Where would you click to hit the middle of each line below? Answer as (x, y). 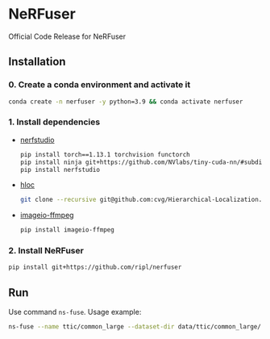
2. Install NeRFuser (46, 251)
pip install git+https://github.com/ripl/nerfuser (95, 267)
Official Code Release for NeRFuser (67, 36)
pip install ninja (51, 162)
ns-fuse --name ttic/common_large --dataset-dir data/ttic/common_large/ (135, 327)
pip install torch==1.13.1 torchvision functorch (105, 154)
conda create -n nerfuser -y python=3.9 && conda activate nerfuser (126, 102)
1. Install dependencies (54, 122)
